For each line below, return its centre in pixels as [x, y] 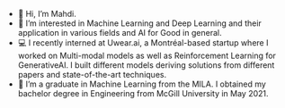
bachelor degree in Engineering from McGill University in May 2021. [143, 93]
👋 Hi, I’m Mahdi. [47, 14]
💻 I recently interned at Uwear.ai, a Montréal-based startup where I [143, 43]
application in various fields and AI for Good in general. [120, 33]
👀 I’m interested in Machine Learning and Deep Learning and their [140, 23]
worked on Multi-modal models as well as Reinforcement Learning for [147, 55]
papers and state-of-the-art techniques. [92, 75]
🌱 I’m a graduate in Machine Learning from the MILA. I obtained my [142, 84]
